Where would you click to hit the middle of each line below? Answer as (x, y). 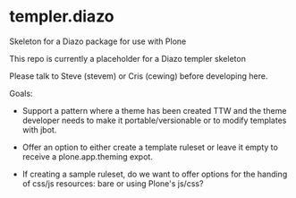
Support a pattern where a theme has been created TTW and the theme (154, 110)
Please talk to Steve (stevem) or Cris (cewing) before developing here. (139, 76)
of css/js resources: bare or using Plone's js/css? (113, 183)
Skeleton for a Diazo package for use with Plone (98, 41)
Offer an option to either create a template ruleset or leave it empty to (150, 147)
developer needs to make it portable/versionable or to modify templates (154, 120)
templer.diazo (62, 17)
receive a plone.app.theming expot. (88, 156)
